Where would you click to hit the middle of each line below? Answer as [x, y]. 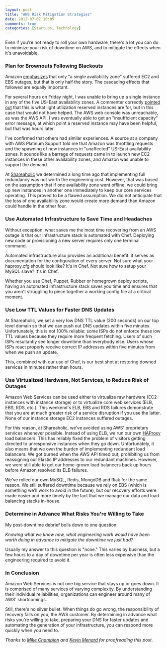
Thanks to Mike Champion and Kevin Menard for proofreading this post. [79, 640]
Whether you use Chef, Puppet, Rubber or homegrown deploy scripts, [77, 281]
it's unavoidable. [22, 53]
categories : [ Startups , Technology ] [43, 28]
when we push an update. [32, 352]
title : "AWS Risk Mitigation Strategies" [49, 14]
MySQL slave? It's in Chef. [32, 271]
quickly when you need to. [32, 630]
